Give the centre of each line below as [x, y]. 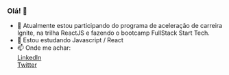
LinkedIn [29, 58]
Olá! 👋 [17, 11]
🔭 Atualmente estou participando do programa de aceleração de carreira [120, 26]
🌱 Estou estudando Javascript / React [70, 40]
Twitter [27, 65]
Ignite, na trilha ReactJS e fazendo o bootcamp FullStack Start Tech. [113, 33]
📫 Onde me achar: [44, 48]
